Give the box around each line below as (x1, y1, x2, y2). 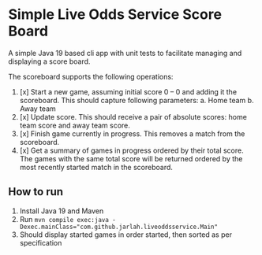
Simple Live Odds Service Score (8, 6, 223, 24)
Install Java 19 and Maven (19, 206, 104, 216)
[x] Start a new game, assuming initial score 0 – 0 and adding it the (19, 87, 238, 96)
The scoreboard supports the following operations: (8, 72, 174, 81)
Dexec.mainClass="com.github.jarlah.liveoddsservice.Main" (19, 223, 219, 231)
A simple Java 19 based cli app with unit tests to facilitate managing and (8, 48, 242, 57)
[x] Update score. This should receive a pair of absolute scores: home (19, 112, 247, 121)
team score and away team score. (19, 120, 130, 130)
